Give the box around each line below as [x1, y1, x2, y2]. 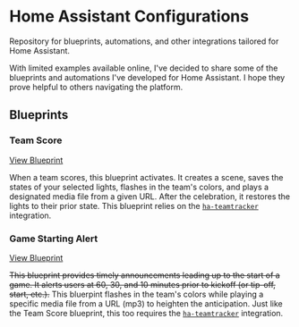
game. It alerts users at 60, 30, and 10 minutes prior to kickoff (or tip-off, [9, 279, 276, 289]
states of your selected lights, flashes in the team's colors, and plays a [9, 181, 269, 192]
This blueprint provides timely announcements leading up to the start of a [9, 270, 280, 281]
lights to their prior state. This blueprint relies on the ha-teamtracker [9, 200, 260, 211]
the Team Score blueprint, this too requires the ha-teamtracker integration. [9, 307, 284, 318]
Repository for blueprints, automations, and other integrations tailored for [9, 36, 279, 46]
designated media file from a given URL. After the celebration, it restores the [9, 190, 291, 202]
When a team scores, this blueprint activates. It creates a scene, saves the [9, 172, 284, 182]
